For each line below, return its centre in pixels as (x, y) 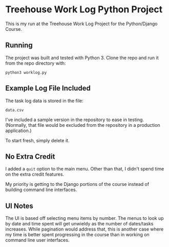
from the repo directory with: (36, 63)
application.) (18, 130)
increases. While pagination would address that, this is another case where (84, 229)
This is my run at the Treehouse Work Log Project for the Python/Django (81, 24)
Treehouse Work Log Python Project (84, 9)
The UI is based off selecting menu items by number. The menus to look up (84, 218)
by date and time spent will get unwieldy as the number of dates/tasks (79, 224)
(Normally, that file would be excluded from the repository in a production (83, 125)
